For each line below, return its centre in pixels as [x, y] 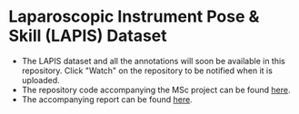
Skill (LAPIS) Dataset [88, 36]
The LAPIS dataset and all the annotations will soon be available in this [153, 61]
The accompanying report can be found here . [107, 99]
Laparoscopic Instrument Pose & [134, 17]
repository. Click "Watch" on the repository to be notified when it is [147, 71]
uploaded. [40, 80]
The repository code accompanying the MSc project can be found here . [156, 90]
